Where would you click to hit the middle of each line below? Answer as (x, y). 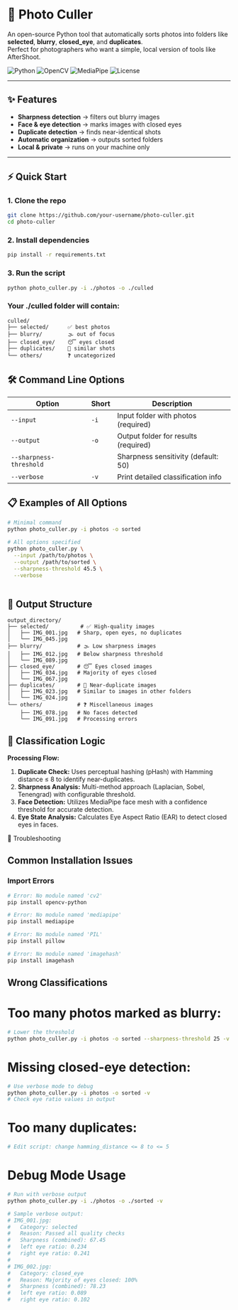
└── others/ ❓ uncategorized (61, 355)
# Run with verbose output (47, 1194)
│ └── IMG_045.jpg (38, 639)
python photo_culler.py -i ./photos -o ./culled (80, 288)
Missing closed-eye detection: (99, 1067)
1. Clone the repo (37, 200)
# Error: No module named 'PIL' (55, 935)
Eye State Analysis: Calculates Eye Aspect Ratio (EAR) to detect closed (122, 817)
